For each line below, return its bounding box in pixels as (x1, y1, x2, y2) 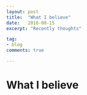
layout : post (6, 8, 39, 15)
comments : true (6, 47, 44, 54)
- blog (6, 42, 23, 48)
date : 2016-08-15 (6, 20, 55, 26)
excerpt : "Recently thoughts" (6, 25, 82, 32)
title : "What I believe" (6, 14, 71, 20)
